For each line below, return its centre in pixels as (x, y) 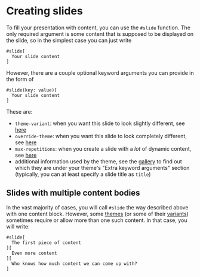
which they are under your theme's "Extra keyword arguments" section (102, 168)
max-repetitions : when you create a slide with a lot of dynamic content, (103, 148)
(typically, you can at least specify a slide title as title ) (83, 174)
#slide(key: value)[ (32, 90)
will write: (18, 226)
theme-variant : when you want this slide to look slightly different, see (100, 123)
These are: (19, 111)
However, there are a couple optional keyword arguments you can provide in (100, 72)
